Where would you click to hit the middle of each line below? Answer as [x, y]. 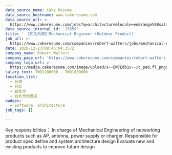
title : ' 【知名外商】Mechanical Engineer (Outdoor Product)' [71, 34]
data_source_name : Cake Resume [39, 10]
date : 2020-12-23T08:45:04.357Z [40, 48]
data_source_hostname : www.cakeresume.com [51, 15]
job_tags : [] [19, 110]
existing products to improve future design [50, 147]
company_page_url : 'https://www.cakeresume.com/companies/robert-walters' [87, 58]
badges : [14, 101]
